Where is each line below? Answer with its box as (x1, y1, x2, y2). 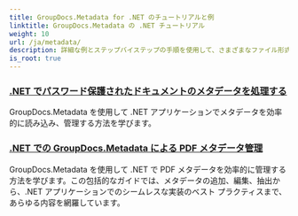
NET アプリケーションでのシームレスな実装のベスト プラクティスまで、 (27, 186, 287, 197)
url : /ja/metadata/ (9, 37, 82, 47)
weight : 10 (9, 29, 50, 38)
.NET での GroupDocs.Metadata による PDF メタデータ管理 (9, 143, 263, 155)
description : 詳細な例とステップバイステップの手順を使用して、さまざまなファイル (9, 46, 278, 55)
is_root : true (9, 54, 62, 63)
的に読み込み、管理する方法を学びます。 (9, 118, 157, 128)
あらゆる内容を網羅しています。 (9, 197, 126, 208)
